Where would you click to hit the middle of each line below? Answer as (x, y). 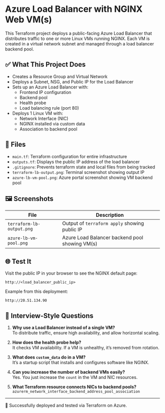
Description (110, 215)
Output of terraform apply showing (103, 223)
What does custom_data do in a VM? (49, 357)
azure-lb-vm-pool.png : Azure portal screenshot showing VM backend (82, 177)
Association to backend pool (48, 129)
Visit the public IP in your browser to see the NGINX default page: (71, 273)
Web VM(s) (29, 20)
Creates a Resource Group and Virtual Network (60, 76)
